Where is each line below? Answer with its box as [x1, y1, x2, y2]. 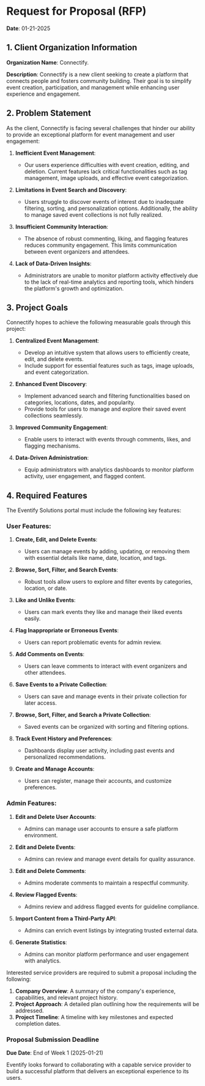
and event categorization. [24, 368, 89, 376]
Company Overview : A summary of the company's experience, [15, 987, 176, 995]
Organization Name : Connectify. [6, 58, 89, 66]
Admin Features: [6, 799, 57, 808]
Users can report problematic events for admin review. [24, 638, 162, 646]
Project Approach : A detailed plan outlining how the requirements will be [15, 1000, 199, 1007]
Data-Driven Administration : [15, 454, 89, 462]
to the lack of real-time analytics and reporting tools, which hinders [24, 278, 194, 285]
